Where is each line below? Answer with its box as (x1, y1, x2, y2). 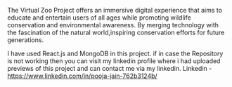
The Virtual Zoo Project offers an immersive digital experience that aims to (7, 6, 223, 14)
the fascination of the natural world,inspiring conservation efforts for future (7, 28, 225, 36)
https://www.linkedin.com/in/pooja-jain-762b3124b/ (7, 72, 158, 80)
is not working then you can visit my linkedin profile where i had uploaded (7, 57, 221, 65)
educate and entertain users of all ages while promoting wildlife (7, 13, 191, 22)
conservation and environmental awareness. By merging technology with (7, 21, 219, 29)
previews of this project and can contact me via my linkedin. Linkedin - (7, 65, 212, 72)
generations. (7, 36, 44, 44)
